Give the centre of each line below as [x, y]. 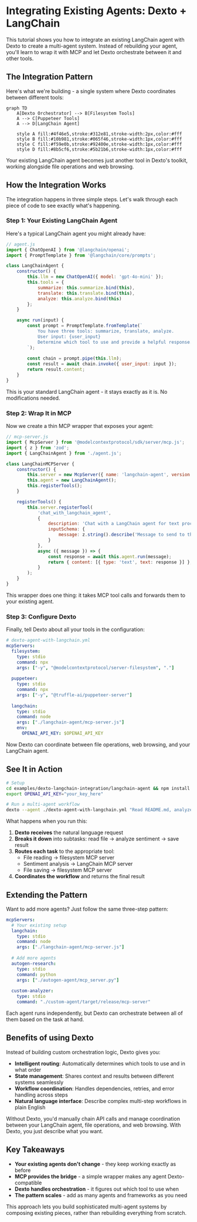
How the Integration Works [56, 185]
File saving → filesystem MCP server [68, 870]
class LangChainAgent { [35, 266]
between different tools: [35, 97]
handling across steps [41, 1095]
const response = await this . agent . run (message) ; [110, 557]
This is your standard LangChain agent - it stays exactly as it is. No [87, 391]
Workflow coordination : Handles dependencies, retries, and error [94, 1088]
